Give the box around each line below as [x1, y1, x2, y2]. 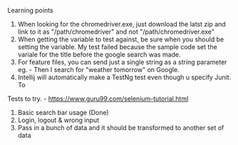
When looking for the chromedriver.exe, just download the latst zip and [17, 20, 226, 28]
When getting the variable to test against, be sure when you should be [17, 35, 224, 44]
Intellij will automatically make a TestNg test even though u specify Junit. [17, 73, 232, 81]
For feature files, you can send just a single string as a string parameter [17, 58, 227, 66]
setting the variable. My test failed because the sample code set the [17, 43, 217, 51]
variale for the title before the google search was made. [17, 50, 181, 59]
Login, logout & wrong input [17, 116, 100, 124]
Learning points [7, 6, 53, 14]
